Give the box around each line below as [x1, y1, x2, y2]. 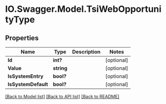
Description [72, 49, 101, 55]
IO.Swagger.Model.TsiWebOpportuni [5, 3, 162, 15]
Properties [5, 34, 39, 42]
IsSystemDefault [7, 81, 48, 88]
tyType [5, 14, 35, 25]
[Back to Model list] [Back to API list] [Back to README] [5, 94, 120, 100]
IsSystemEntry [7, 73, 44, 80]
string [53, 65, 67, 71]
